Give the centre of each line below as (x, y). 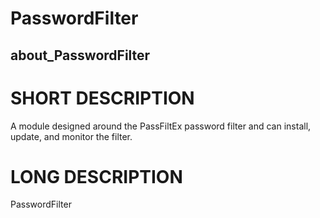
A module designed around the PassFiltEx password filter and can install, (161, 126)
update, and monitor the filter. (71, 136)
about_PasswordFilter (80, 55)
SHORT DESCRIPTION (102, 98)
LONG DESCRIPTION (96, 176)
